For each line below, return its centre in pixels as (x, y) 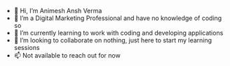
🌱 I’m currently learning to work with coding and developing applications (119, 33)
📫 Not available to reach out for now (67, 55)
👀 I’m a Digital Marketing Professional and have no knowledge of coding (118, 18)
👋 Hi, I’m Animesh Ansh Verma (58, 11)
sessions (27, 48)
